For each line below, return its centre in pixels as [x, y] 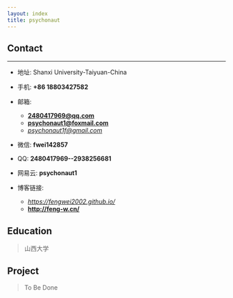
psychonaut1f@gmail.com [65, 131]
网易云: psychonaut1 [47, 173]
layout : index [28, 14]
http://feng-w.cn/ [53, 209]
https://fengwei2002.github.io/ [71, 201]
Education [30, 231]
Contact [25, 48]
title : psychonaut [34, 20]
